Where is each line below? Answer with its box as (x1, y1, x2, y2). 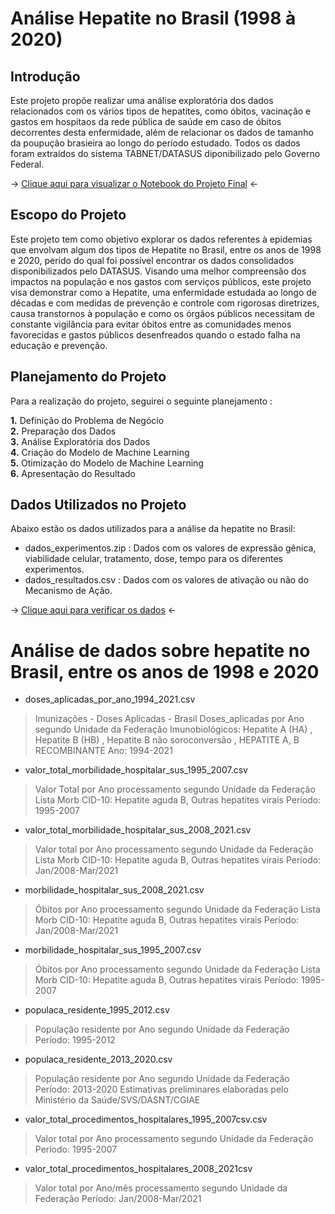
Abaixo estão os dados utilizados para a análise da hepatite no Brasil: (10, 523, 296, 535)
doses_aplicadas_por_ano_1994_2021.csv (24, 693, 196, 706)
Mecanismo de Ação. (24, 585, 113, 597)
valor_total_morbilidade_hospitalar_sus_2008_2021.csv (24, 824, 252, 836)
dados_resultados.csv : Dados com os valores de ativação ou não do (24, 574, 310, 586)
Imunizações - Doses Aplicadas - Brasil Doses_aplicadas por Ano (34, 713, 305, 725)
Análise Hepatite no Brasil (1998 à (10, 7, 297, 30)
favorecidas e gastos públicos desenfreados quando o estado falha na (10, 328, 301, 341)
